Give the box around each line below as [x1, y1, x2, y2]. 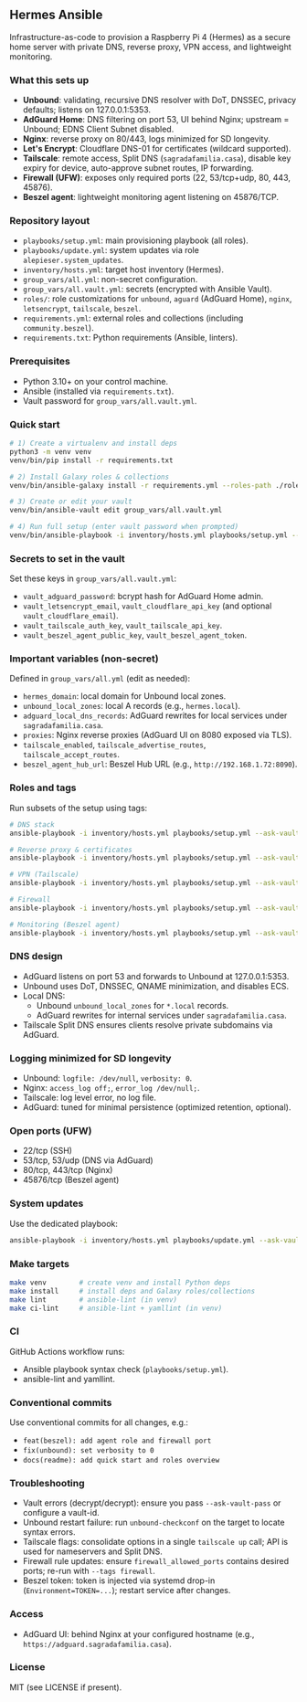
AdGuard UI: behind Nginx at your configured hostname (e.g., [22, 1628, 255, 1639]
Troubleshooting [9, 1476, 85, 1489]
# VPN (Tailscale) [9, 870, 79, 880]
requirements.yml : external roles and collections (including [22, 312, 244, 323]
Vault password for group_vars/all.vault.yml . [22, 395, 197, 406]
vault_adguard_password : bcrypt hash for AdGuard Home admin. [22, 591, 264, 602]
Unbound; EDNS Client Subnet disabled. [22, 123, 175, 135]
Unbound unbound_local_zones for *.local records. [36, 999, 229, 1010]
